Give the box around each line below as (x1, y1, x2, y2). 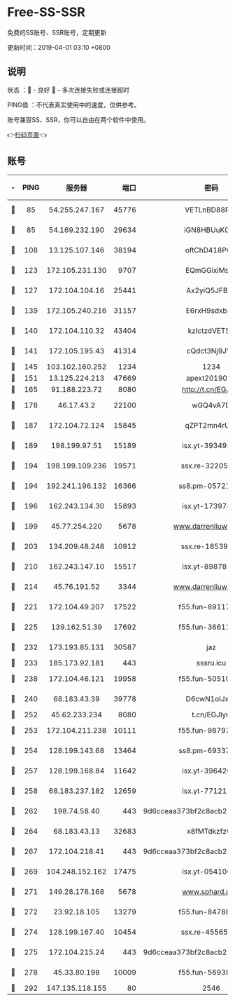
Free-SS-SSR (7, 4, 85, 20)
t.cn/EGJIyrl (192, 710, 231, 719)
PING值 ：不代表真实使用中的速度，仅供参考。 (7, 100, 141, 109)
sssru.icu (196, 658, 227, 668)
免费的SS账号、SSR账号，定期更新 (7, 28, 107, 36)
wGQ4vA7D (192, 400, 231, 410)
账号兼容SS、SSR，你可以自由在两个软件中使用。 (7, 115, 150, 123)
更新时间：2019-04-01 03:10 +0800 (7, 43, 111, 51)
